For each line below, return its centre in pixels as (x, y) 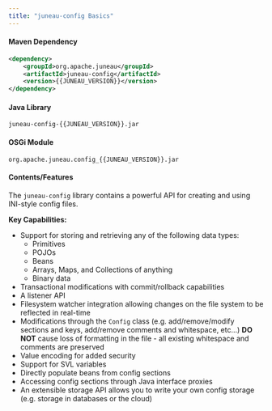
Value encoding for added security (78, 355)
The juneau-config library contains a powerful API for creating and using (130, 195)
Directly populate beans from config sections (96, 372)
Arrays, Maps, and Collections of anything (102, 269)
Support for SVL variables (63, 364)
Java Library (30, 107)
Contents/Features (41, 177)
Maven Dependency (43, 42)
